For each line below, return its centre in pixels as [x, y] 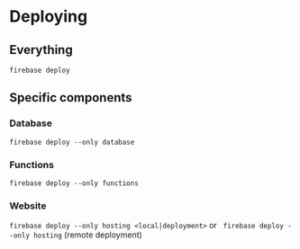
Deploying [49, 17]
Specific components [71, 98]
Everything [41, 50]
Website [28, 206]
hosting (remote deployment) [87, 235]
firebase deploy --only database [72, 142]
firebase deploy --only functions [74, 183]
